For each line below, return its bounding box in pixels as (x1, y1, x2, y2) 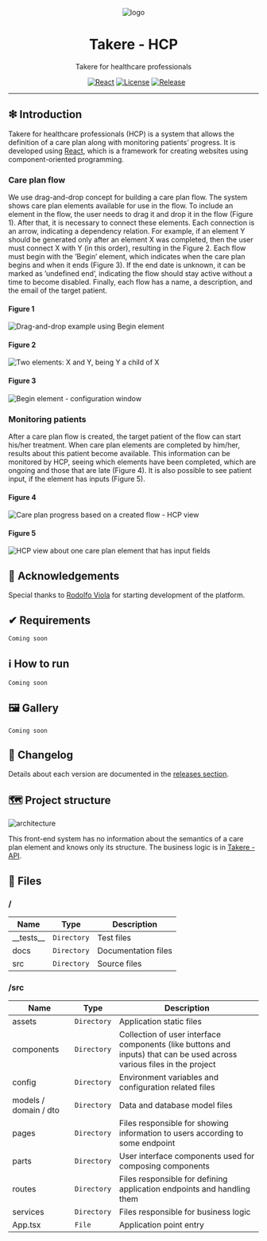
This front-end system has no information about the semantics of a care (8, 834, 244, 844)
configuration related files (118, 1081, 215, 1093)
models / (12, 1095, 45, 1106)
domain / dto (12, 1105, 60, 1116)
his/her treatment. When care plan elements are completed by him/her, (8, 439, 240, 450)
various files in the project (118, 1059, 216, 1070)
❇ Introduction (8, 108, 83, 121)
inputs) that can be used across (118, 1049, 238, 1060)
